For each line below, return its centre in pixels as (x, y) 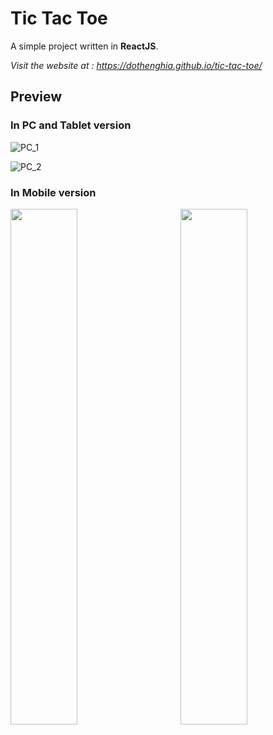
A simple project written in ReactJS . (84, 46)
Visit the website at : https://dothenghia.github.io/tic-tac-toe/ (136, 65)
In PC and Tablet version (71, 125)
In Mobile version (53, 192)
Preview (36, 97)
